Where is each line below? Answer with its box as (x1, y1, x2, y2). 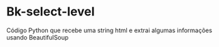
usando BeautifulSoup (6, 33, 69, 41)
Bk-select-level (6, 4, 95, 19)
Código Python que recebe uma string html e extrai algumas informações (6, 26, 213, 34)
